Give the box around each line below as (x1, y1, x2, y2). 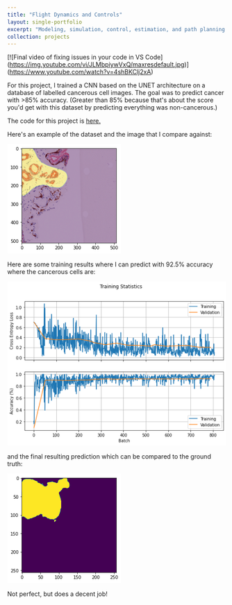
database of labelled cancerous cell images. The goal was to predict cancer (7, 89, 224, 97)
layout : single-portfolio (7, 18, 82, 26)
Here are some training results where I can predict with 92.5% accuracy (7, 260, 213, 269)
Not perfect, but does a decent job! (7, 590, 108, 598)
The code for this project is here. (7, 117, 101, 125)
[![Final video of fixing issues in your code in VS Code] (7, 53, 163, 62)
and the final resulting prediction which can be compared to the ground (7, 452, 212, 461)
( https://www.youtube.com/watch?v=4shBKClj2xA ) (7, 68, 154, 76)
